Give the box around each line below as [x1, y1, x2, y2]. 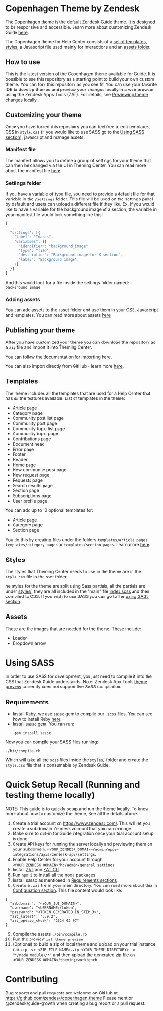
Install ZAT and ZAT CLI [12, 867, 59, 872]
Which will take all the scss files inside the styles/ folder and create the [5, 757, 148, 763]
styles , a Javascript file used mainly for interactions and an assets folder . [5, 44, 151, 50]
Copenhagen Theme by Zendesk [5, 3, 140, 14]
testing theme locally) [5, 790, 95, 801]
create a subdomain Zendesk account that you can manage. [12, 825, 133, 831]
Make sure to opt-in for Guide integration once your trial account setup [12, 830, 154, 836]
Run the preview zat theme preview [12, 936, 84, 942]
